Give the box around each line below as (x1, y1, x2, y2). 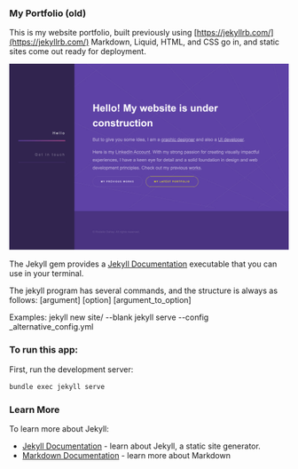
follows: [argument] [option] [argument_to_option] (9, 295, 192, 306)
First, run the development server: (9, 363, 134, 375)
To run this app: (9, 344, 78, 356)
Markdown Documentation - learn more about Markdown (21, 449, 231, 460)
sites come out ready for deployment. (9, 46, 146, 57)
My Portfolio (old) (9, 7, 87, 20)
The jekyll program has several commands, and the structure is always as (9, 285, 278, 296)
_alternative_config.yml (9, 322, 94, 332)
